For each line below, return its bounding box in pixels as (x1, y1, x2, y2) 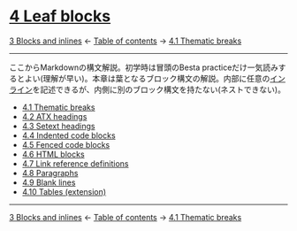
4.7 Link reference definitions (21, 158, 129, 169)
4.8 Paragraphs (21, 167, 79, 178)
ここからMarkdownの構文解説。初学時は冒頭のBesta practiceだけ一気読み (9, 62, 278, 73)
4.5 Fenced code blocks (21, 139, 110, 150)
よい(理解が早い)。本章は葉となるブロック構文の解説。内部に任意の (24, 73, 270, 83)
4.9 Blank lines (21, 177, 76, 188)
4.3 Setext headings (21, 120, 95, 131)
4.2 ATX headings (21, 111, 88, 121)
